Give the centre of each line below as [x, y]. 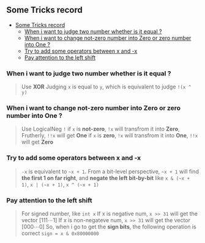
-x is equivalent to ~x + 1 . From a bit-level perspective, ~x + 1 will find [110, 171]
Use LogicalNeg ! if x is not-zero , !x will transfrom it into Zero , [100, 129]
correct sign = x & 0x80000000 [60, 233]
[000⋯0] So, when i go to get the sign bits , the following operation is [109, 227]
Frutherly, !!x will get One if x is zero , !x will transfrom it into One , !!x [110, 136]
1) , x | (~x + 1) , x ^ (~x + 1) [60, 184]
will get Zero [37, 142]
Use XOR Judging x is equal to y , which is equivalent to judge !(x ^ [106, 87]
